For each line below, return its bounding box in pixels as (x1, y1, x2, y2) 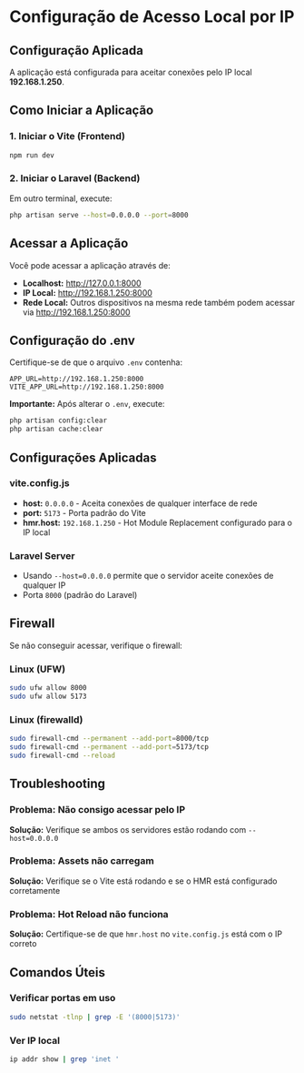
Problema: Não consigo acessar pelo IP (9, 804, 186, 816)
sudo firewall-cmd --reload (9, 751, 116, 760)
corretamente (9, 885, 61, 896)
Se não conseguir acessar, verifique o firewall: (9, 640, 183, 651)
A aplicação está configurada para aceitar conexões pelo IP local (9, 66, 252, 77)
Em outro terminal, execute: (9, 193, 113, 204)
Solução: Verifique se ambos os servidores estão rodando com (9, 824, 247, 835)
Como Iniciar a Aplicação (9, 103, 154, 118)
